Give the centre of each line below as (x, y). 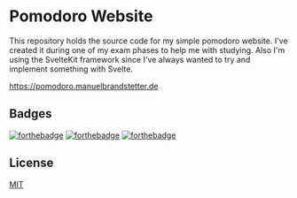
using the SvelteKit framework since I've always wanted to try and (130, 59)
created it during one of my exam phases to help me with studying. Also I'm (147, 49)
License (31, 163)
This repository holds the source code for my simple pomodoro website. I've (148, 41)
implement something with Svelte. (71, 69)
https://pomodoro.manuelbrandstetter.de (84, 86)
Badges (31, 114)
